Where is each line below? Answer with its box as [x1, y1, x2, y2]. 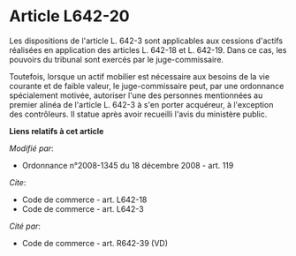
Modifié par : [9, 143, 55, 154]
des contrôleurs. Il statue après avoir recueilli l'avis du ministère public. [9, 109, 268, 119]
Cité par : [9, 221, 42, 231]
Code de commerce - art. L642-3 [21, 203, 144, 214]
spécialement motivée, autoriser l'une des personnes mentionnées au [9, 90, 263, 101]
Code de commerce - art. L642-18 [21, 194, 148, 205]
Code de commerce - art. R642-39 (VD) [21, 237, 169, 248]
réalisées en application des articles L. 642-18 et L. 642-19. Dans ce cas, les [9, 44, 287, 55]
